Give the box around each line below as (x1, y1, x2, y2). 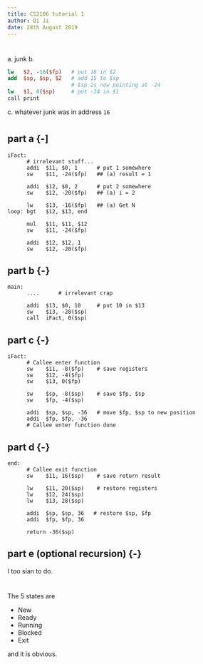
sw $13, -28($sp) (26, 308, 88, 316)
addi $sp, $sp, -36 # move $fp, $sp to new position (26, 409, 196, 417)
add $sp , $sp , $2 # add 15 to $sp (7, 75, 120, 82)
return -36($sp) (26, 528, 75, 536)
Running (17, 620, 43, 629)
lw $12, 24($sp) (26, 491, 84, 498)
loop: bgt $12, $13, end (7, 208, 88, 215)
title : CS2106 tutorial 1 (7, 10, 84, 18)
